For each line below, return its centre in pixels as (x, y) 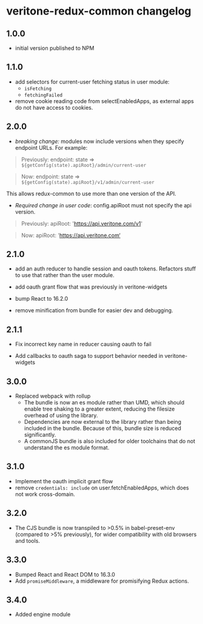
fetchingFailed (43, 95)
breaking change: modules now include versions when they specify (99, 141)
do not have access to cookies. (54, 107)
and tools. (28, 540)
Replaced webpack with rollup (53, 396)
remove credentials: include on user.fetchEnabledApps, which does (102, 488)
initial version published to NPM (55, 48)
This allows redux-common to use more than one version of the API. (92, 193)
